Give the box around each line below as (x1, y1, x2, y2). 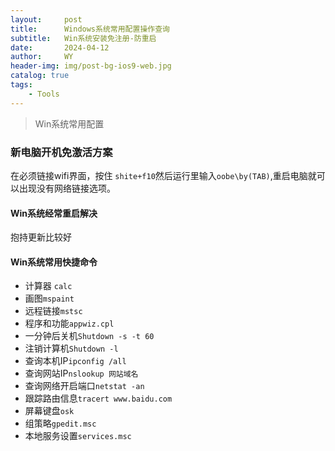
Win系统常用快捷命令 (10, 256, 98, 268)
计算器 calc (24, 280, 73, 292)
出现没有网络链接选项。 (18, 182, 116, 194)
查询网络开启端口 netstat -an (24, 380, 145, 392)
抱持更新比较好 (10, 231, 72, 243)
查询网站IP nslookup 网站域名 (24, 367, 139, 380)
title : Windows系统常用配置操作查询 (10, 24, 170, 34)
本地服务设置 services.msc (24, 430, 132, 442)
